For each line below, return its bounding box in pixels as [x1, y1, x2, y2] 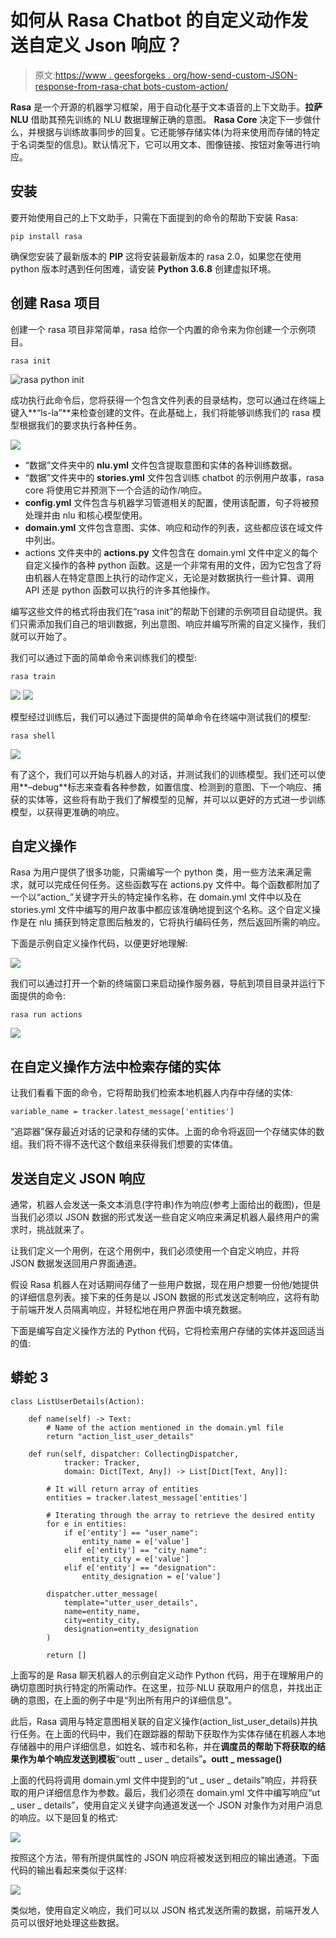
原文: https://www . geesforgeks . [34, 69, 171, 81]
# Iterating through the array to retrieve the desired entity [46, 1510, 315, 1520]
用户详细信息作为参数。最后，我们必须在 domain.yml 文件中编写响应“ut [27, 1786, 321, 1798]
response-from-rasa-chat [34, 80, 142, 92]
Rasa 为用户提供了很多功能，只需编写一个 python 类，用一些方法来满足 [10, 866, 303, 878]
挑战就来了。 [36, 1224, 90, 1235]
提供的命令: [18, 990, 67, 1002]
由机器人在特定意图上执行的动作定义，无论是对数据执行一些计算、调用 [24, 571, 315, 583]
